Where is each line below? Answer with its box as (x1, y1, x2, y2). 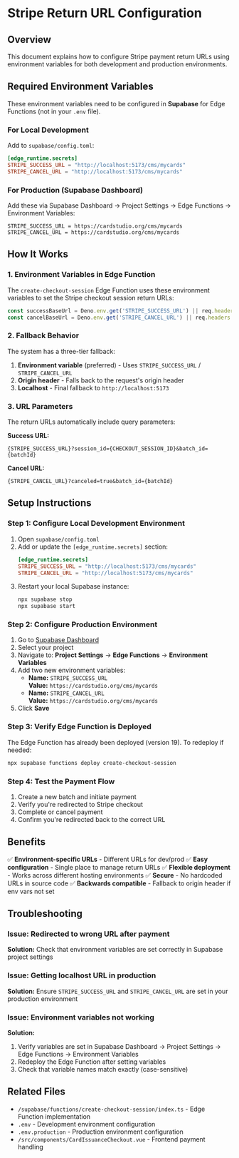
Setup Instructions (7, 497, 92, 509)
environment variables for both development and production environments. (7, 60, 228, 68)
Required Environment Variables (7, 81, 154, 93)
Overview (7, 34, 52, 46)
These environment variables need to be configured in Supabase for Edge (7, 99, 225, 108)
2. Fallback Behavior (7, 330, 80, 340)
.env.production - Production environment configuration (17, 1127, 184, 1136)
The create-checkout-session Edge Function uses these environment (7, 285, 210, 294)
